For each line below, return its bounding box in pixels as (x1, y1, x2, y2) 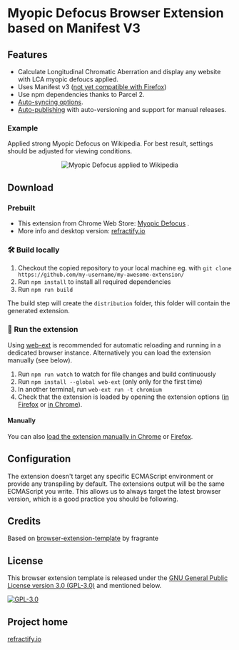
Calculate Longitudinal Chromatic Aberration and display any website (17, 68, 221, 76)
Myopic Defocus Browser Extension (7, 5, 224, 21)
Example (7, 123, 39, 133)
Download (7, 181, 54, 193)
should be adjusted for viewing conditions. (7, 147, 133, 156)
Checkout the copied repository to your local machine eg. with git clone (17, 264, 232, 273)
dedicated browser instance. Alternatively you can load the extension (7, 348, 211, 357)
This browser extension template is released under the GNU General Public (7, 574, 228, 582)
